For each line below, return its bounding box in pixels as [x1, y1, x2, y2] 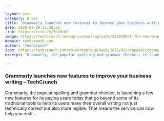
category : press [5, 16, 38, 21]
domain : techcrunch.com [5, 39, 54, 44]
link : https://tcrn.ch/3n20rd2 [5, 30, 69, 35]
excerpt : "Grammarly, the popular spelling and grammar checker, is [5, 52, 147, 57]
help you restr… [5, 110, 37, 116]
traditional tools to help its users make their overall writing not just [5, 100, 138, 106]
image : [5, 34, 19, 39]
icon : [5, 47, 16, 53]
